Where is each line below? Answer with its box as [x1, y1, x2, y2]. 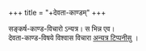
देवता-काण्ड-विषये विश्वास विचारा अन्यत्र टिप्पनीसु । [8, 33, 139, 42]
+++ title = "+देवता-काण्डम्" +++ [8, 8, 106, 17]
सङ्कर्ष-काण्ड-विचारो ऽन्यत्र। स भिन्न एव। [8, 24, 115, 33]
